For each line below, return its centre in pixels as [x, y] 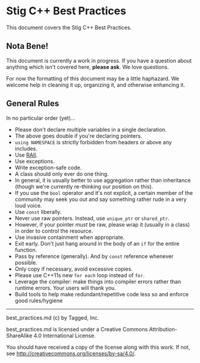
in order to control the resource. [54, 231]
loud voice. [28, 205]
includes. [26, 148]
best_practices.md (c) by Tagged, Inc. [53, 318]
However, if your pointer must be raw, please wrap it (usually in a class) [102, 224]
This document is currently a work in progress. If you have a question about [99, 60]
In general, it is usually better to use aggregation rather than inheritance [103, 180]
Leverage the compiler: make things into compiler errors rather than [98, 281]
